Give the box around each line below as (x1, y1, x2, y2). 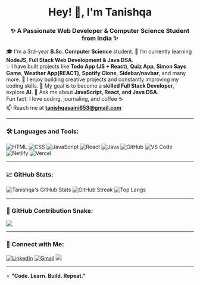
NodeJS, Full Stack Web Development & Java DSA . (6, 57, 134, 64)
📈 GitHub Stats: (6, 170, 54, 178)
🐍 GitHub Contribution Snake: (6, 207, 93, 215)
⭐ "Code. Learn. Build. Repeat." (6, 272, 86, 279)
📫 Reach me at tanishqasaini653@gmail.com (6, 104, 122, 111)
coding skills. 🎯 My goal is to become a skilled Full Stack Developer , (6, 82, 174, 89)
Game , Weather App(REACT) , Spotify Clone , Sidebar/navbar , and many (6, 70, 186, 77)
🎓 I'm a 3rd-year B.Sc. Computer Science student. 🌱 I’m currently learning (6, 48, 192, 55)
